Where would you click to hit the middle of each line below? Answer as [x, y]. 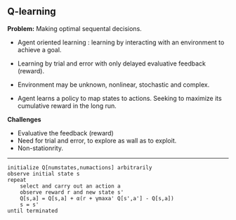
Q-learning [32, 12]
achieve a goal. [39, 49]
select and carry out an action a [70, 186]
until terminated [33, 211]
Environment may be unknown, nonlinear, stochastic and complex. [113, 85]
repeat [17, 180]
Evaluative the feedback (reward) [65, 133]
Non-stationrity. [40, 148]
